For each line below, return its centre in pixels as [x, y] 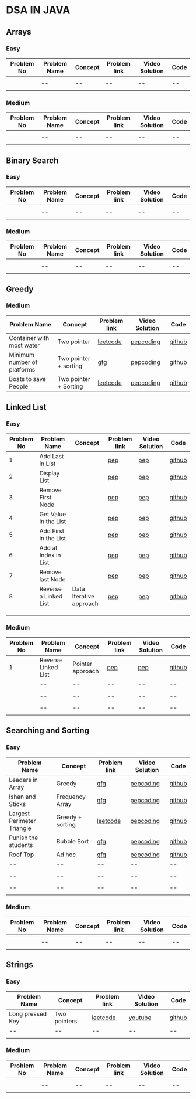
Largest [20, 814]
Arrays [19, 32]
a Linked [51, 596]
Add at [48, 547]
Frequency [71, 797]
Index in [50, 555]
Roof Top [21, 855]
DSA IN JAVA [38, 10]
